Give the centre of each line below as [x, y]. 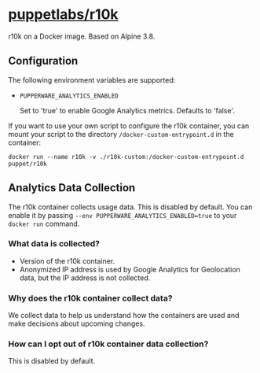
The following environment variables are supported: [92, 79]
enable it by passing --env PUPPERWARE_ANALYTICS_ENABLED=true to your [123, 215]
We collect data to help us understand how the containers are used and [124, 316]
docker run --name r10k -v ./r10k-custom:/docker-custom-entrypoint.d [126, 157]
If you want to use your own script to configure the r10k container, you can [129, 126]
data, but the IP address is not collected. [85, 278]
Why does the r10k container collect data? [90, 298]
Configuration [43, 61]
